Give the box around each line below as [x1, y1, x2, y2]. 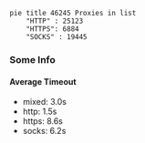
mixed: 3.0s [22, 97, 67, 107]
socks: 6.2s [22, 126, 67, 137]
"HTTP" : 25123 [26, 16, 84, 26]
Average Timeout [9, 76, 77, 87]
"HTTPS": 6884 [26, 25, 79, 34]
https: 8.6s [22, 116, 64, 127]
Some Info [9, 53, 57, 66]
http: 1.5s [22, 106, 57, 117]
